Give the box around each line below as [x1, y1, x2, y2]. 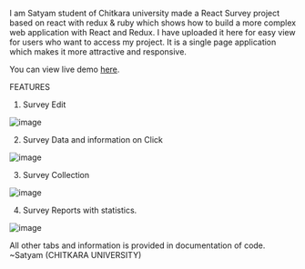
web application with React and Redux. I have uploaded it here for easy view [9, 27, 296, 37]
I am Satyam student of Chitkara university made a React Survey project [9, 8, 280, 18]
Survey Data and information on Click [22, 134, 164, 144]
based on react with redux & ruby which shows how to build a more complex [9, 17, 297, 28]
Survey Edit [22, 99, 66, 110]
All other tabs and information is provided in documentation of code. [9, 240, 266, 251]
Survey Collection [22, 170, 90, 180]
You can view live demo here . [9, 64, 120, 75]
